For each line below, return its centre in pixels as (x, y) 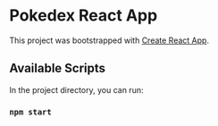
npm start (30, 112)
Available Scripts (57, 68)
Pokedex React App (84, 16)
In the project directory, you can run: (76, 89)
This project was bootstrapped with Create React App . (109, 40)
